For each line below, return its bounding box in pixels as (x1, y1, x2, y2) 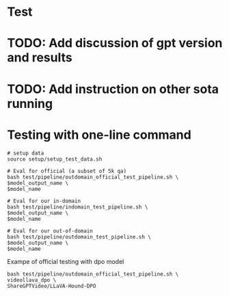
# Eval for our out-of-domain (7, 227, 94, 234)
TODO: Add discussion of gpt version (7, 36, 223, 51)
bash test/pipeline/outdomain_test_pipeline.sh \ (7, 233, 152, 240)
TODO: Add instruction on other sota (7, 81, 219, 96)
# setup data (7, 150, 44, 157)
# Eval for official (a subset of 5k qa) (7, 167, 127, 174)
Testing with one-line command (7, 127, 191, 142)
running (7, 96, 53, 111)
